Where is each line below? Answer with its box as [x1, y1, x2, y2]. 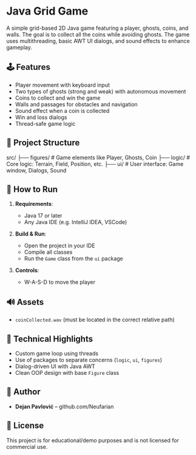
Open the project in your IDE [24, 242, 95, 250]
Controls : [15, 267, 39, 274]
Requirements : [15, 200, 53, 208]
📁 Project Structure [6, 138, 80, 148]
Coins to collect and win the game [15, 94, 101, 101]
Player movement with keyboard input [15, 81, 110, 89]
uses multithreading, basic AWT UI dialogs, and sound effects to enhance [6, 37, 190, 44]
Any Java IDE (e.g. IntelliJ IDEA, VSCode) [24, 219, 127, 226]
